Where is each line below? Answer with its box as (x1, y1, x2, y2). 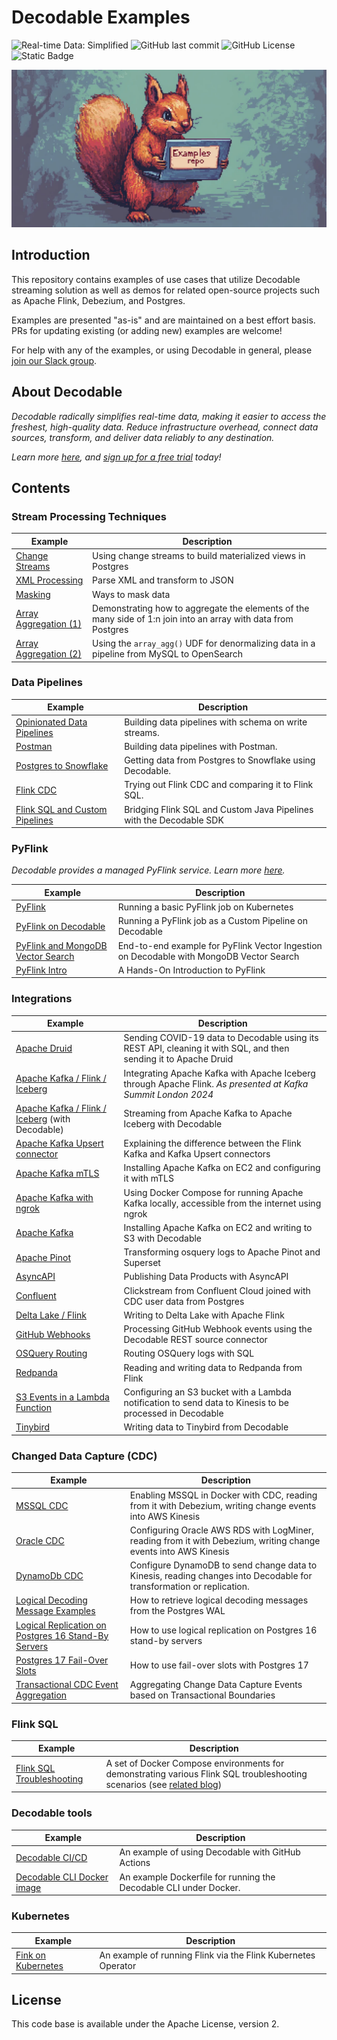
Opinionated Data (15, 716, 88, 728)
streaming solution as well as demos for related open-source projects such (11, 284, 321, 296)
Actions (119, 1857, 151, 1869)
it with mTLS (123, 1172, 174, 1185)
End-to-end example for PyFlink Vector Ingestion (117, 939, 323, 951)
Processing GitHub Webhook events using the (123, 1323, 313, 1335)
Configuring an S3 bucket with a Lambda (123, 1386, 292, 1398)
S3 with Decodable (123, 1232, 203, 1244)
